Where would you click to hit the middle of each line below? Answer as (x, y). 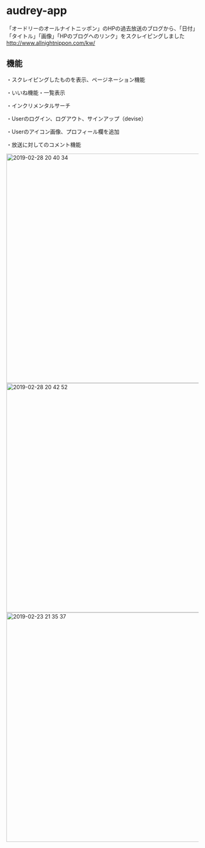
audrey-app (37, 11)
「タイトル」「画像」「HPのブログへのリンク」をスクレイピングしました (95, 36)
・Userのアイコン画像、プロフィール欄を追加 (63, 132)
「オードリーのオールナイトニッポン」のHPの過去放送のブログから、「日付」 (102, 28)
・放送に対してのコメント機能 (44, 144)
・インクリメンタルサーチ (38, 105)
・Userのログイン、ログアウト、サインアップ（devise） (77, 118)
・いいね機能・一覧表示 (36, 92)
